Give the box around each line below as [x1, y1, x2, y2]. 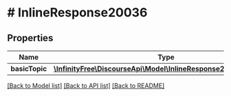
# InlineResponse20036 [7, 5, 148, 21]
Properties [7, 32, 54, 44]
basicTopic [10, 64, 47, 73]
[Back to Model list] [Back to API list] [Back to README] [7, 82, 165, 90]
